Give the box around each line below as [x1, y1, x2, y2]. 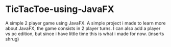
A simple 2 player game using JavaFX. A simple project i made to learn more [5, 20, 166, 26]
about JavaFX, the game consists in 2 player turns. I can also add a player [5, 25, 161, 31]
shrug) [5, 36, 19, 42]
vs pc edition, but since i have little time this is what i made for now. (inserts [5, 30, 164, 36]
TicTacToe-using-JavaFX [5, 3, 114, 15]
